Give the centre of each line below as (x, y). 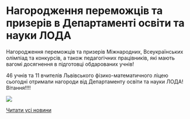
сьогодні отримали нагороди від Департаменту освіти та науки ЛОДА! (95, 81)
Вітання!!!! (18, 87)
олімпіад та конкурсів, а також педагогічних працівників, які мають (91, 58)
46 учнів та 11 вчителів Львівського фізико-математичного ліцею (87, 75)
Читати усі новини (29, 110)
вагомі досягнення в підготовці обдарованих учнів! (70, 64)
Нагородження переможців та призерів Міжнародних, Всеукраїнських (95, 51)
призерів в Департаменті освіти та (96, 23)
